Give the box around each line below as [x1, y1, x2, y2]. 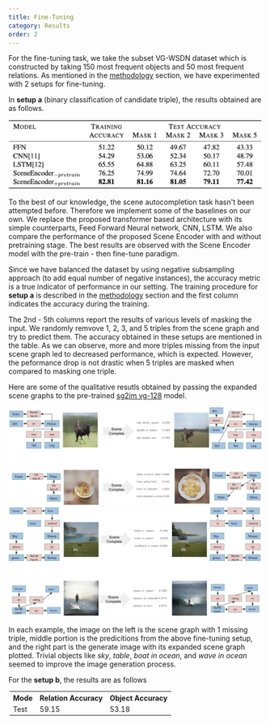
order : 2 [8, 30, 38, 38]
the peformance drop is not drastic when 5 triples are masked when [8, 358, 234, 367]
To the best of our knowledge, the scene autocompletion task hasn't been [8, 197, 255, 207]
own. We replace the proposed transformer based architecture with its [8, 214, 243, 224]
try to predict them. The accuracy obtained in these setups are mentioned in [8, 332, 263, 341]
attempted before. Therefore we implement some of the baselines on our [8, 205, 251, 215]
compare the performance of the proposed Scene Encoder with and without [8, 231, 261, 241]
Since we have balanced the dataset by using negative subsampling [8, 264, 234, 274]
